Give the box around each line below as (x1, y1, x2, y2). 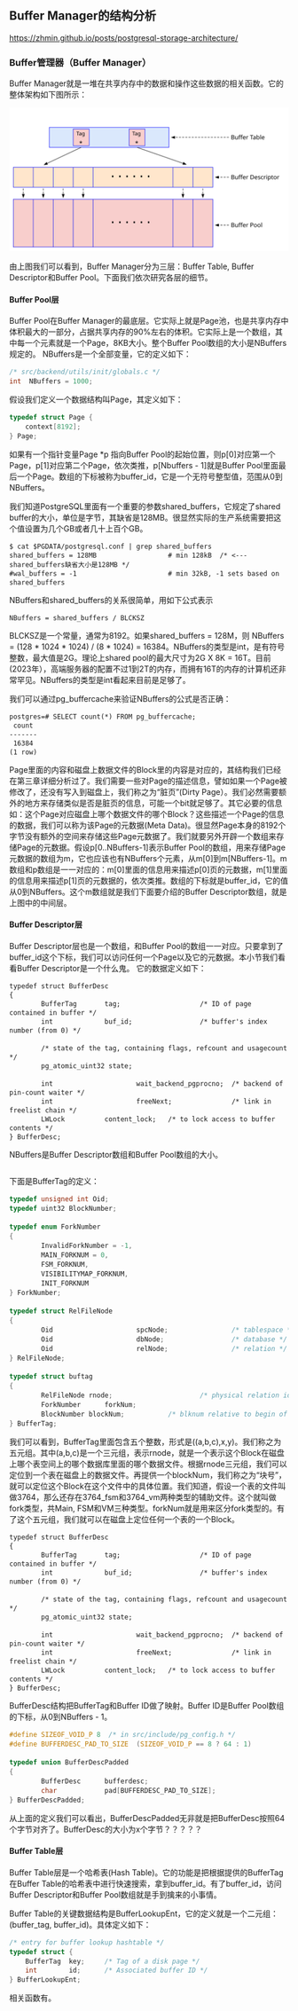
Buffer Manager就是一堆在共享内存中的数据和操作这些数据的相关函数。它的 (9, 78, 284, 89)
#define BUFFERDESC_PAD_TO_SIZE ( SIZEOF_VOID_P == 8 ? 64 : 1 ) (9, 1740, 252, 1748)
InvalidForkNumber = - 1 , (41, 1241, 133, 1251)
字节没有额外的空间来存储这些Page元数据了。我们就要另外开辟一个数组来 (9, 830, 277, 841)
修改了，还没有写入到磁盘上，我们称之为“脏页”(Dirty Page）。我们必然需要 (9, 786, 279, 797)
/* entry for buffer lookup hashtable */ (9, 1937, 165, 1947)
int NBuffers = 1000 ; (9, 377, 93, 386)
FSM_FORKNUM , (41, 1260, 90, 1269)
